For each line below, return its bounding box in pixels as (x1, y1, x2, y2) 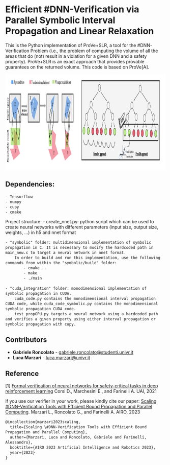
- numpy (5, 199, 22, 204)
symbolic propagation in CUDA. (5, 291, 72, 296)
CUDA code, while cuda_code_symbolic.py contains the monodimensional (5, 301, 158, 306)
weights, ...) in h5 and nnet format (5, 229, 76, 236)
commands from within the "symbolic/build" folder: (5, 260, 117, 265)
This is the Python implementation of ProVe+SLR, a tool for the (5, 42, 136, 48)
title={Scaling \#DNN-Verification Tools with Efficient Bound (10, 425, 147, 430)
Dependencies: (5, 180, 55, 189)
